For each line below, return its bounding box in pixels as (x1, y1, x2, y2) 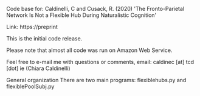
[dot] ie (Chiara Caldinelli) (6, 65, 71, 72)
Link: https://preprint (6, 24, 58, 30)
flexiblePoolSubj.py (6, 83, 55, 90)
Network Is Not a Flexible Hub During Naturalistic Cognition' (6, 11, 157, 19)
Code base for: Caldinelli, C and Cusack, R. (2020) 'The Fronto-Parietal (6, 5, 184, 12)
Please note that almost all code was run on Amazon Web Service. (6, 46, 173, 54)
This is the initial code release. (6, 35, 83, 42)
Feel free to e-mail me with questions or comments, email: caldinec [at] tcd (6, 59, 195, 65)
